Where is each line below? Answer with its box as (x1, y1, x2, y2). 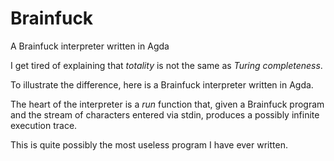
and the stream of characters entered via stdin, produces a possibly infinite (10, 108, 320, 121)
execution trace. (10, 119, 78, 131)
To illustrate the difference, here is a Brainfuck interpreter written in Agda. (10, 78, 314, 91)
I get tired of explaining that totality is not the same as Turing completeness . (10, 59, 323, 71)
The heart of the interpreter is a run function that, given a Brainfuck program (10, 98, 325, 110)
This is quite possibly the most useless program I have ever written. (10, 138, 288, 151)
